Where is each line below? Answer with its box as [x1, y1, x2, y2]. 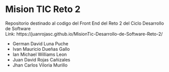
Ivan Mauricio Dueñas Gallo [12, 46, 70, 52]
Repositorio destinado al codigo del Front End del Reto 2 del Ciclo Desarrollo [5, 20, 164, 26]
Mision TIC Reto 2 [5, 4, 81, 15]
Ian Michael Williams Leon [12, 51, 67, 57]
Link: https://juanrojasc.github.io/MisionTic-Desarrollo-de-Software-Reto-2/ [5, 31, 163, 37]
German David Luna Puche [12, 40, 69, 46]
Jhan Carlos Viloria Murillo [12, 62, 68, 68]
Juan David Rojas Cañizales [12, 56, 71, 62]
